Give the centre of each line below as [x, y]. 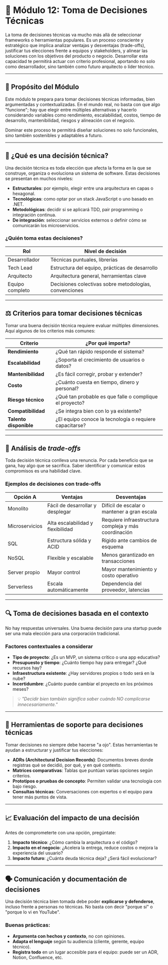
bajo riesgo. [25, 786]
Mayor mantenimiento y [129, 569]
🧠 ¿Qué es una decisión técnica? [57, 156]
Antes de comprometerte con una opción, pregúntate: [61, 832]
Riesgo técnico [26, 400]
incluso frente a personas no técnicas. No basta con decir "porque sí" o [79, 907]
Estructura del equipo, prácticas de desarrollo [104, 268]
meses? [20, 689]
